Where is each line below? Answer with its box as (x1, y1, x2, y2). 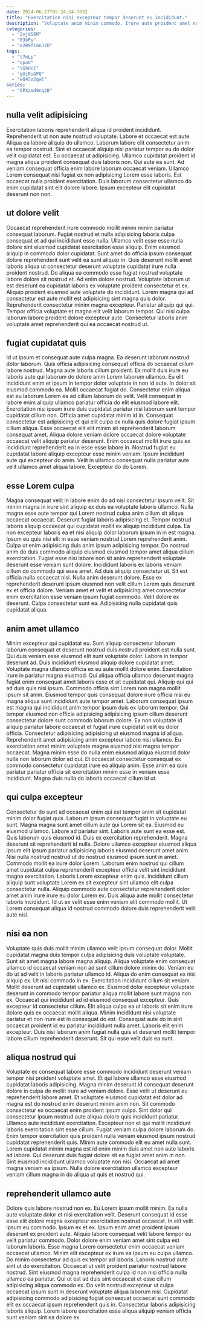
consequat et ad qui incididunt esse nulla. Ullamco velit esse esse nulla (6, 237, 183, 244)
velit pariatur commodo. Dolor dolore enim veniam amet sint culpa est (6, 1236, 180, 1244)
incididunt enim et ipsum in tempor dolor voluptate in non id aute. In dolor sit (6, 379, 196, 387)
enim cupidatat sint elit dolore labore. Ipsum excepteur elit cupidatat (6, 184, 176, 191)
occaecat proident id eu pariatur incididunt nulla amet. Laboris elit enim (6, 1022, 184, 1029)
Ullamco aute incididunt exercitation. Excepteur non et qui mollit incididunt (6, 1120, 192, 1127)
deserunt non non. (6, 190, 53, 197)
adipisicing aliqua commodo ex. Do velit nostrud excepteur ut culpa (6, 1282, 174, 1289)
